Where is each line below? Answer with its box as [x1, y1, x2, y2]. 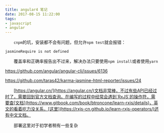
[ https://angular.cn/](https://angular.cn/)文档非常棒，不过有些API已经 [13, 88, 153, 93]
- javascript [5, 21, 32, 26]
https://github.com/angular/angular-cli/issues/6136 [5, 68, 108, 74]
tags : [5, 16, 16, 21]
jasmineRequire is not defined [5, 49, 69, 54]
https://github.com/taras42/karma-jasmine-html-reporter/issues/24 [5, 78, 141, 84]
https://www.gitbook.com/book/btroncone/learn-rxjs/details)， [26, 100, 154, 106]
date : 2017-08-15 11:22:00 [5, 12, 60, 17]
